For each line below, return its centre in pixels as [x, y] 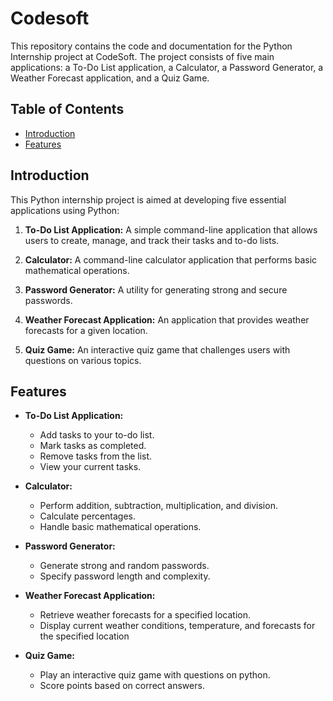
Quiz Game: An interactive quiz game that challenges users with [157, 349]
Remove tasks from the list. [96, 456]
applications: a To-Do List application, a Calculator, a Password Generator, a [167, 67]
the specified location [84, 636]
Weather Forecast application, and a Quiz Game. [110, 78]
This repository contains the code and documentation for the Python [151, 46]
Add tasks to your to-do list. [97, 435]
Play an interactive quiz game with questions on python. [155, 675]
